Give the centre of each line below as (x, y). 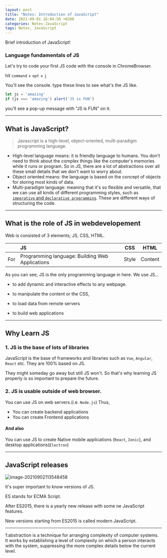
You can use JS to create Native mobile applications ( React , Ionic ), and (78, 439)
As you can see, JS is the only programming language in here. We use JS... (82, 274)
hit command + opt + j (26, 76)
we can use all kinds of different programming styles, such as (75, 192)
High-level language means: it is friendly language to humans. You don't (86, 156)
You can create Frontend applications (51, 417)
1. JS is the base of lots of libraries (47, 347)
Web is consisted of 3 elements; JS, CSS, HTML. (55, 235)
